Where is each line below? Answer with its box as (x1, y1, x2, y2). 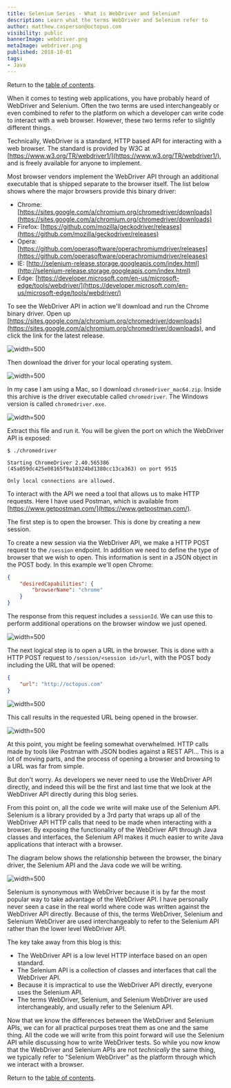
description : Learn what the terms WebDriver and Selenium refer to (7, 17, 208, 24)
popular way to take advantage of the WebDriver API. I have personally (7, 895, 209, 903)
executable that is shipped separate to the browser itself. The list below (7, 179, 210, 187)
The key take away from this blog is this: (7, 938, 122, 946)
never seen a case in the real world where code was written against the (7, 902, 210, 910)
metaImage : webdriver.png (7, 42, 81, 49)
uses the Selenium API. (17, 988, 83, 996)
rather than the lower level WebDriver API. (7, 924, 126, 932)
